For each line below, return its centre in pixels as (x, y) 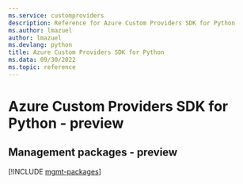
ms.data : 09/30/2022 (42, 60)
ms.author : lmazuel (40, 30)
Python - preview (66, 123)
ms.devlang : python (40, 45)
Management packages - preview (93, 153)
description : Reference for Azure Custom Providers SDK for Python (122, 23)
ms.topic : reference (42, 67)
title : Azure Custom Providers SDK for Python (86, 52)
